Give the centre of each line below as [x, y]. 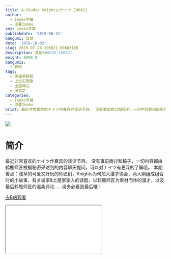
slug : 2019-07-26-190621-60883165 [42, 48]
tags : [11, 72]
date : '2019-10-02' [26, 43]
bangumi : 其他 [20, 39]
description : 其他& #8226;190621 [39, 53]
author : [13, 15]
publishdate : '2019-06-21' [34, 34]
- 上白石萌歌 [22, 81]
